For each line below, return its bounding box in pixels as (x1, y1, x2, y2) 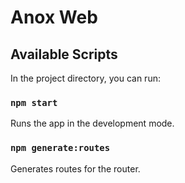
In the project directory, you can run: (10, 72, 161, 84)
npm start (10, 97, 58, 108)
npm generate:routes (10, 142, 111, 154)
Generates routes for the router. (10, 162, 141, 175)
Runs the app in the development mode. (10, 117, 175, 130)
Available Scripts (10, 46, 118, 63)
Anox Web (10, 6, 98, 29)
